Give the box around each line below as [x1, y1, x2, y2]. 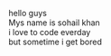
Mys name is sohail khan [8, 17, 100, 28]
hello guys [8, 8, 47, 18]
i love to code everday [8, 27, 91, 37]
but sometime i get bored [8, 36, 103, 47]
